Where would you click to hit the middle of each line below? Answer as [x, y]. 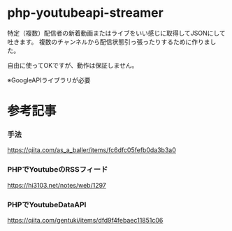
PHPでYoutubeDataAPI [47, 204]
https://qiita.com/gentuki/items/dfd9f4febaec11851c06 [85, 221]
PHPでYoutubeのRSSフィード [58, 170]
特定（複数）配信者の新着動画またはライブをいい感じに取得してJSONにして [116, 33]
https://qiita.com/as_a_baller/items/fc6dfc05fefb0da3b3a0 [92, 150]
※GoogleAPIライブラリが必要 [49, 80]
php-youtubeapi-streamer [86, 13]
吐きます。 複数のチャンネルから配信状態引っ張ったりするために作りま [109, 42]
